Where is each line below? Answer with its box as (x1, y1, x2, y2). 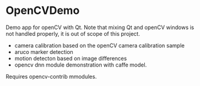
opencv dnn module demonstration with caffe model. (14, 61, 147, 68)
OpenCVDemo (5, 4, 80, 18)
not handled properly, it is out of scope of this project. (5, 30, 141, 37)
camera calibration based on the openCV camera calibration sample (14, 42, 185, 49)
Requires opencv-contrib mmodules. (5, 73, 97, 80)
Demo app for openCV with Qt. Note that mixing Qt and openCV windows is (5, 24, 195, 31)
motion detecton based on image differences (14, 55, 127, 62)
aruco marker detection (14, 48, 73, 55)
